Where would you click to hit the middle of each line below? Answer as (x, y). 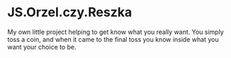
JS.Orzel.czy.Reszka (70, 12)
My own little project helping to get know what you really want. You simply (116, 32)
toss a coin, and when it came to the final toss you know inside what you (113, 39)
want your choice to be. (42, 47)
